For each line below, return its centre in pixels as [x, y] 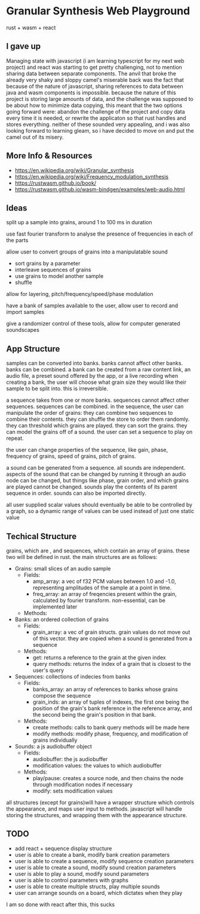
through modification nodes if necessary [83, 785]
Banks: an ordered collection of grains [62, 619]
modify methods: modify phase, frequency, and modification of [110, 734]
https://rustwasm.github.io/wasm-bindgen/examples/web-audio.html [100, 189]
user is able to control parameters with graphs [72, 880]
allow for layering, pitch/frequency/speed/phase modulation [80, 294]
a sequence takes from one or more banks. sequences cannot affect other [98, 400]
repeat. [15, 438]
